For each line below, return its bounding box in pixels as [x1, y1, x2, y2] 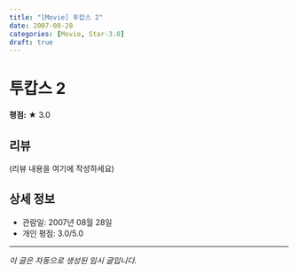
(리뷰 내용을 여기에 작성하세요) [9, 163, 115, 174]
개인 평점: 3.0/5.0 [21, 228, 84, 238]
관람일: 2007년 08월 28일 [21, 216, 113, 227]
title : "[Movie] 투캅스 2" [9, 12, 104, 22]
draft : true [9, 37, 53, 47]
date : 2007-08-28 [9, 21, 74, 30]
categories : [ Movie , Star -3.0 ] [9, 29, 125, 38]
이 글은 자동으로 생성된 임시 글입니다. [9, 254, 137, 266]
